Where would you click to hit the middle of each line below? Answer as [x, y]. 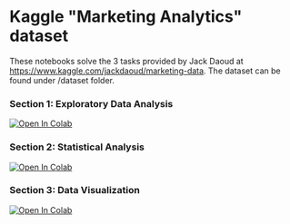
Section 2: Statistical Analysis [77, 147]
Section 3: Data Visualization [75, 190]
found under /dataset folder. [62, 80]
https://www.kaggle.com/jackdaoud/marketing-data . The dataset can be [145, 71]
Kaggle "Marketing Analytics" [126, 17]
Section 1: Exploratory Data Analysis [91, 103]
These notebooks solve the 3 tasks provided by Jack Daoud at [126, 61]
